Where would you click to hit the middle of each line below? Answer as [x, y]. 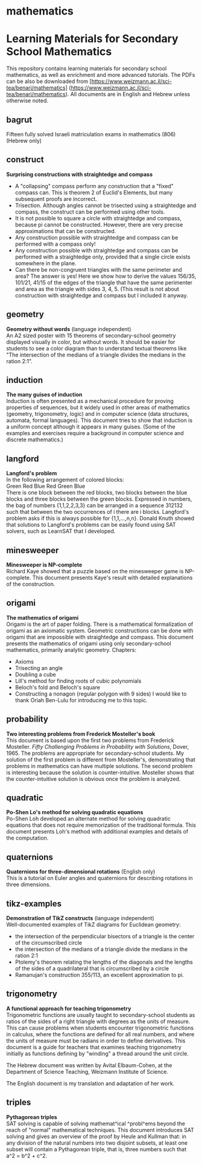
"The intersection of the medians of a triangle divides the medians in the [96, 355]
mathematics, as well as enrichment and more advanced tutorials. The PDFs [101, 75]
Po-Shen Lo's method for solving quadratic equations [75, 812]
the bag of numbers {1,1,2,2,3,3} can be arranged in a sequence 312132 [95, 505]
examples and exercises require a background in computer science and [95, 433]
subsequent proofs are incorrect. [56, 199]
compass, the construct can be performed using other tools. [90, 212]
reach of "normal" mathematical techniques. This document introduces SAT [100, 1129]
